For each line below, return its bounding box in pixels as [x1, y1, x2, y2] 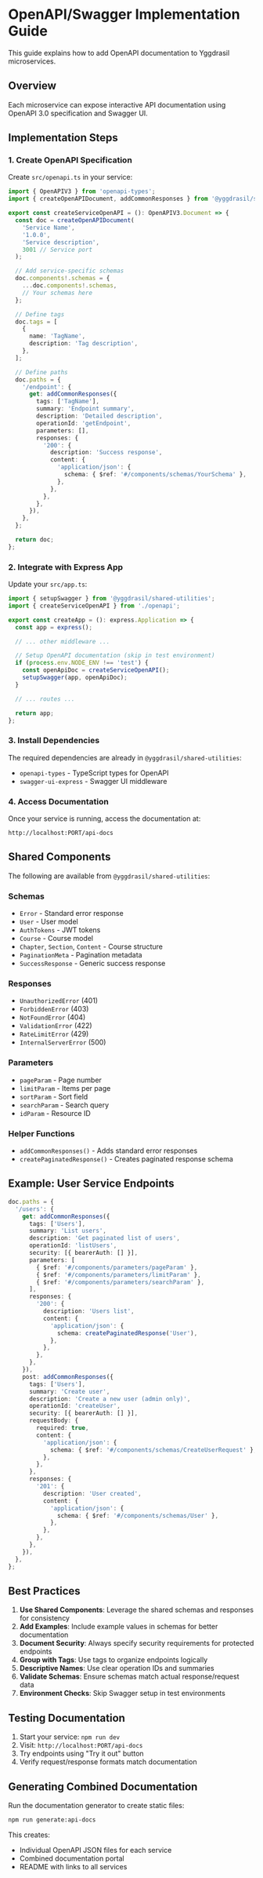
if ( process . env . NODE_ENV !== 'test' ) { [15, 659, 149, 667]
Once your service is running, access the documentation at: [8, 814, 201, 823]
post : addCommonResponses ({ [22, 1373, 113, 1380]
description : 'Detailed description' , [36, 412, 163, 421]
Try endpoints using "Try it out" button [19, 1749, 144, 1759]
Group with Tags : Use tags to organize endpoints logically [19, 1655, 208, 1665]
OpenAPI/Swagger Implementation [8, 5, 240, 24]
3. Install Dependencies [8, 735, 100, 746]
